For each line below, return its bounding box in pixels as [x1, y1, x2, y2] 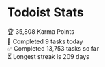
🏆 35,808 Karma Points [7, 27, 75, 35]
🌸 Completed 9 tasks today [7, 37, 83, 45]
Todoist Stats [7, 5, 84, 20]
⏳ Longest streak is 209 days [7, 52, 90, 60]
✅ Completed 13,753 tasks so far [7, 44, 100, 52]
